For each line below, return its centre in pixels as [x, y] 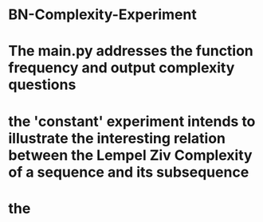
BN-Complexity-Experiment [102, 15]
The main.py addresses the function [131, 51]
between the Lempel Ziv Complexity [130, 155]
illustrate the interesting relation [117, 138]
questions [42, 85]
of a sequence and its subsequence [129, 172]
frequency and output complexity [122, 68]
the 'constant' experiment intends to [132, 121]
